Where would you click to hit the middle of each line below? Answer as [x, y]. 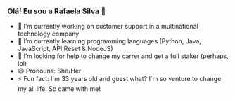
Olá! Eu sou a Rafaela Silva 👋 [57, 11]
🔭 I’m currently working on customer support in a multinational [108, 27]
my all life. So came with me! [59, 89]
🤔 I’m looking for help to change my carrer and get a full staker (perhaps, [123, 56]
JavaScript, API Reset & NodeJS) [65, 49]
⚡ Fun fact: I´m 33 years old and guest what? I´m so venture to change [119, 79]
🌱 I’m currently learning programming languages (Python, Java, [109, 41]
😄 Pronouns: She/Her [49, 71]
